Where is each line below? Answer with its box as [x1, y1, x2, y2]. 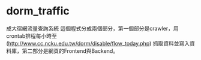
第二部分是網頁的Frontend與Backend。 [22, 47, 119, 55]
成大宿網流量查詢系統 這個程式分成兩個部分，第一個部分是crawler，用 [6, 25, 179, 32]
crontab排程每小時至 [6, 32, 57, 40]
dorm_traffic [6, 4, 70, 18]
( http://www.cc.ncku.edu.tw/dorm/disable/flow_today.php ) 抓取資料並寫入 [6, 40, 190, 47]
